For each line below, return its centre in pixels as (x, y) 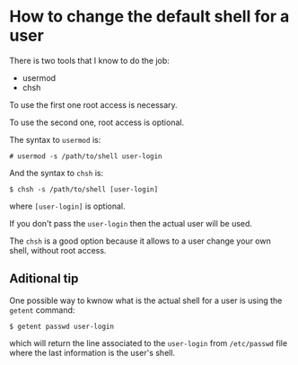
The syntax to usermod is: (55, 139)
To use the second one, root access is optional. (97, 122)
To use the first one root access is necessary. (93, 104)
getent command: (42, 310)
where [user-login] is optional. (67, 206)
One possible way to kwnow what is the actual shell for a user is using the (146, 300)
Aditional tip (44, 279)
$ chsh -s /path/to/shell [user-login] (84, 189)
